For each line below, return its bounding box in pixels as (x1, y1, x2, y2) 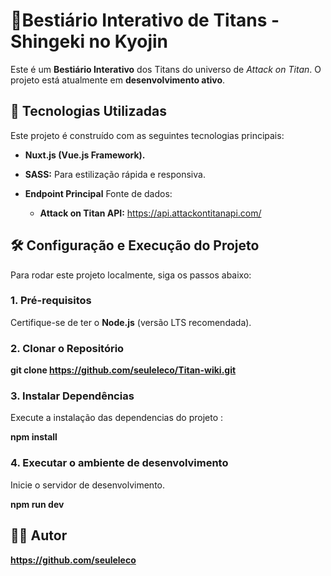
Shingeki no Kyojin (10, 30, 169, 53)
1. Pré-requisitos (10, 294, 92, 308)
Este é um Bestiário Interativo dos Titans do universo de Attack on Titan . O (10, 63, 322, 75)
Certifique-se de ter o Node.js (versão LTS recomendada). (10, 316, 252, 328)
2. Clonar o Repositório (10, 341, 125, 355)
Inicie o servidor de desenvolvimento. (10, 479, 166, 491)
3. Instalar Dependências (10, 389, 135, 403)
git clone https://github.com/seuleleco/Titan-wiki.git (10, 364, 237, 376)
